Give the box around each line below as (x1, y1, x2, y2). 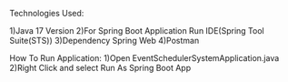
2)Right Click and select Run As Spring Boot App (9, 63, 192, 73)
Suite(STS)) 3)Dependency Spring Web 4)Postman (9, 36, 200, 46)
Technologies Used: (9, 8, 84, 18)
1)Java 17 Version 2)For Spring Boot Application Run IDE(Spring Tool (9, 26, 265, 36)
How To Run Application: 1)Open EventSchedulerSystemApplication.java (9, 53, 280, 63)
